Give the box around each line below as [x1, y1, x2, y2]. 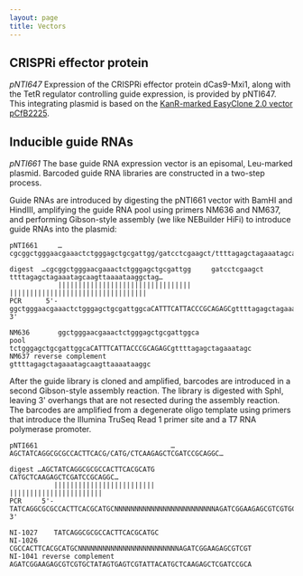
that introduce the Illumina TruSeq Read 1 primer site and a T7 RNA [9, 414, 257, 425]
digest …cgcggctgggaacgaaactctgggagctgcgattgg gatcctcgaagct [9, 265, 264, 274]
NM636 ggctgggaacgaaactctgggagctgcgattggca [9, 328, 200, 337]
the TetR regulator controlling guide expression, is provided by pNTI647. [9, 89, 277, 99]
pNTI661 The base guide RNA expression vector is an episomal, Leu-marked [9, 158, 293, 169]
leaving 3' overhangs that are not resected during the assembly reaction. [9, 395, 280, 406]
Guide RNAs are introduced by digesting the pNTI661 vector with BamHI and [9, 195, 293, 206]
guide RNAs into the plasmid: [9, 223, 117, 235]
